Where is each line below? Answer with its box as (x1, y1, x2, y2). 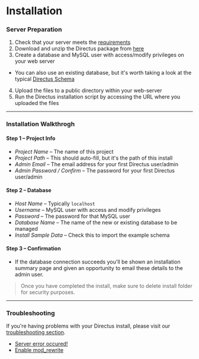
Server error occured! (14, 340, 68, 348)
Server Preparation (6, 26, 62, 34)
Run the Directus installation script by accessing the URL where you (14, 93, 181, 100)
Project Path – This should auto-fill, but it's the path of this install (14, 154, 173, 161)
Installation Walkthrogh (6, 120, 75, 128)
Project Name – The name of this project (14, 148, 114, 155)
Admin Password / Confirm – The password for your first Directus (14, 167, 175, 174)
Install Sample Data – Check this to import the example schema (14, 231, 170, 239)
